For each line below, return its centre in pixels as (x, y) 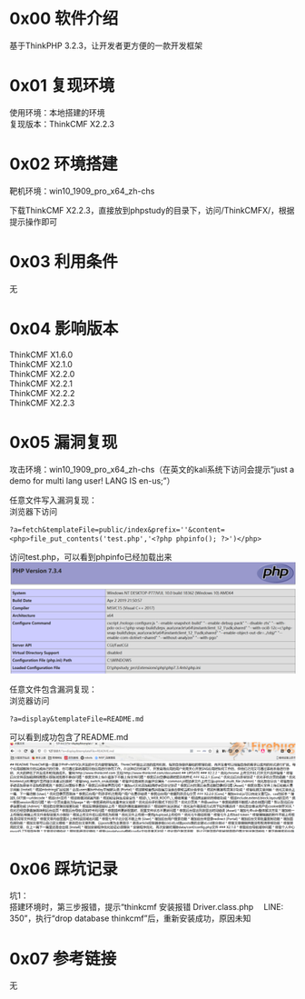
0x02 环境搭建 (64, 164)
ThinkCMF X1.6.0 (41, 355)
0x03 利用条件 (64, 262)
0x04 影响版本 (64, 329)
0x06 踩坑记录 (64, 869)
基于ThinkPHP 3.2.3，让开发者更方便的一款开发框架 (106, 45)
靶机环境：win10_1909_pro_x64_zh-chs (82, 191)
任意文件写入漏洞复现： (53, 500)
